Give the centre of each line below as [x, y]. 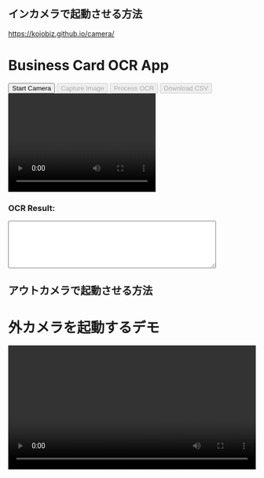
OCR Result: [32, 208]
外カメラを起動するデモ [84, 327]
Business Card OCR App [88, 65]
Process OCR [134, 88]
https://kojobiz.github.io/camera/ [61, 33]
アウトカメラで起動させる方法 [81, 291]
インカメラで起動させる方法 [75, 14]
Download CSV [186, 88]
